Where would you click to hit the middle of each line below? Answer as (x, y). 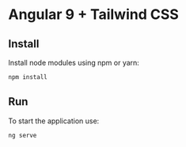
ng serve (23, 135)
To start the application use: (54, 121)
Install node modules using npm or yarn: (74, 62)
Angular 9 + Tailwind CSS (94, 15)
